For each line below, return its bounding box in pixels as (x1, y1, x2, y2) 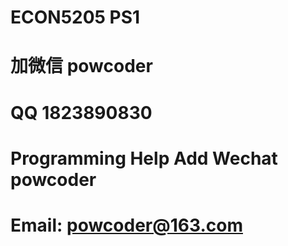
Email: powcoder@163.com (10, 214, 243, 236)
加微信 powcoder (10, 55, 153, 78)
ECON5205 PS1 (10, 6, 141, 29)
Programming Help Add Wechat (10, 147, 278, 170)
